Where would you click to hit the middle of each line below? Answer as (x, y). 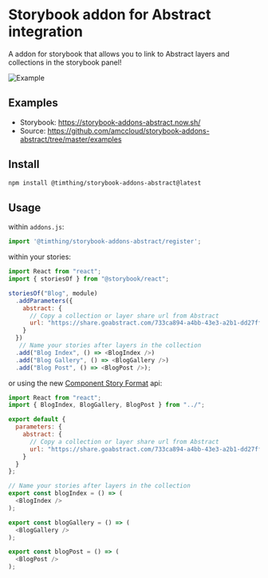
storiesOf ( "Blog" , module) (53, 293)
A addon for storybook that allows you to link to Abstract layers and (119, 54)
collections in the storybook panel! (65, 62)
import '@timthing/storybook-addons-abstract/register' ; (105, 241)
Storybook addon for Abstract (110, 15)
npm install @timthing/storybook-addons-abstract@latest (105, 183)
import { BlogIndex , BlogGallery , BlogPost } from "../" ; (106, 405)
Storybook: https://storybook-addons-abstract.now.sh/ (110, 122)
